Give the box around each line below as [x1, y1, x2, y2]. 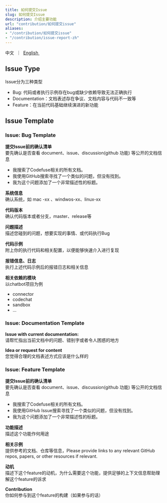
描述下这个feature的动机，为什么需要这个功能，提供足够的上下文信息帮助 [5, 470, 156, 476]
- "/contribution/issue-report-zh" [5, 36, 79, 41]
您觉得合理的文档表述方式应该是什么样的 [5, 353, 88, 359]
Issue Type [5, 65, 40, 73]
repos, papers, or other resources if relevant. [5, 453, 98, 459]
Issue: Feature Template [5, 366, 65, 373]
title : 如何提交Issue [5, 7, 47, 13]
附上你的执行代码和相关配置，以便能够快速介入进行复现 [5, 247, 119, 254]
